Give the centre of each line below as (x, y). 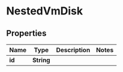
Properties (26, 33)
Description (73, 50)
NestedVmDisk (44, 11)
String (41, 60)
